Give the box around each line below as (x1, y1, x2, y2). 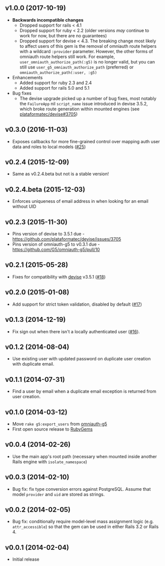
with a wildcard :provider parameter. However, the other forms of (19, 48, 154, 54)
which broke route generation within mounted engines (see (19, 106, 140, 112)
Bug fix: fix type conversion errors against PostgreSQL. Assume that (12, 486, 151, 492)
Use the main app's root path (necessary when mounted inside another (12, 453, 157, 459)
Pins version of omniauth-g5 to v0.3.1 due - (12, 241, 100, 248)
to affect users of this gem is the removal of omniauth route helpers (19, 43, 157, 49)
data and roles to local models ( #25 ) (12, 144, 86, 150)
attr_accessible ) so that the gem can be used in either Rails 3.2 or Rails (12, 524, 159, 530)
